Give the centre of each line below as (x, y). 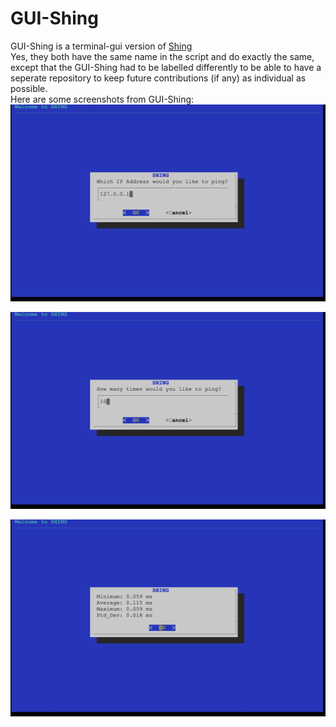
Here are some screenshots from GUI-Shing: (102, 99)
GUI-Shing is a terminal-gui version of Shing (101, 46)
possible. (29, 88)
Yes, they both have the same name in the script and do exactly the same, (162, 56)
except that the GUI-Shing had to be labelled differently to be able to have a (166, 67)
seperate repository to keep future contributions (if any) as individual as (158, 78)
